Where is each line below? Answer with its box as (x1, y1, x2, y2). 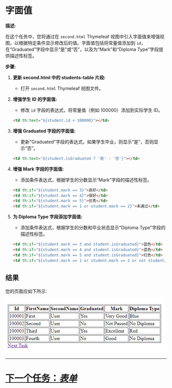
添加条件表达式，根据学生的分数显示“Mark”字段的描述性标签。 (20, 177, 152, 183)
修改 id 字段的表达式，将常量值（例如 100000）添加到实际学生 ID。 (20, 107, 163, 113)
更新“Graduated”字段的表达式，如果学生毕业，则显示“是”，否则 (20, 139, 154, 145)
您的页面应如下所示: (5, 288, 48, 294)
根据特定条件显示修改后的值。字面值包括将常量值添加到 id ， (18, 39, 146, 46)
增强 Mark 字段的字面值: (12, 166, 64, 172)
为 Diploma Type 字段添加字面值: (12, 213, 83, 220)
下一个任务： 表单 (5, 373, 78, 384)
